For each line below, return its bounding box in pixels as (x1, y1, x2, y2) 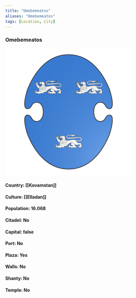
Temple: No (5, 287, 30, 293)
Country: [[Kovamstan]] (5, 182, 57, 188)
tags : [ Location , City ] (5, 19, 56, 24)
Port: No (5, 241, 23, 247)
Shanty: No (5, 275, 29, 282)
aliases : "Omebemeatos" (5, 13, 56, 19)
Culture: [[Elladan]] (5, 194, 47, 200)
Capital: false (5, 229, 34, 235)
